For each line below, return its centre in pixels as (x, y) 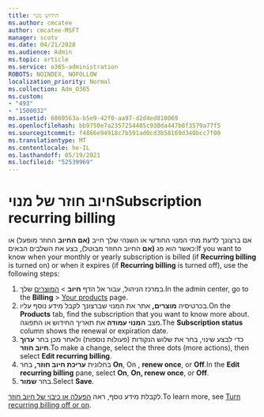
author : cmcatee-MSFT (44, 30)
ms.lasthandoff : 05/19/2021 (55, 155)
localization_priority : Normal (60, 81)
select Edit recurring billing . (66, 356)
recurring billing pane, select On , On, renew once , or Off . (114, 373)
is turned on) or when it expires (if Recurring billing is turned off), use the (128, 265)
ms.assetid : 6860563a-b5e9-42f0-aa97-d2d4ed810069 (93, 118)
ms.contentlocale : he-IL (49, 148)
